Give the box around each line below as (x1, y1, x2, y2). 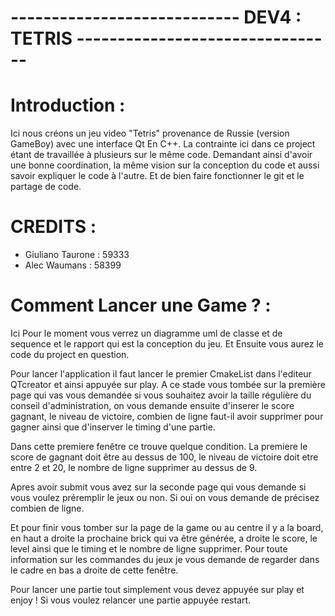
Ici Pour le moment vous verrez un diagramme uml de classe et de (10, 327, 283, 339)
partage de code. (10, 181, 82, 193)
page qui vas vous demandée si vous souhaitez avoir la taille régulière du (10, 389, 312, 401)
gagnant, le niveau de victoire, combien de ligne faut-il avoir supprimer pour (10, 411, 324, 422)
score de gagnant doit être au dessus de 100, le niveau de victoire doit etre (10, 451, 319, 463)
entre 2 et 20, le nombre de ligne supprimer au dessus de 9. (10, 462, 258, 473)
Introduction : (10, 94, 126, 117)
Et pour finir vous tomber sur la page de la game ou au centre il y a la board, (10, 522, 324, 533)
